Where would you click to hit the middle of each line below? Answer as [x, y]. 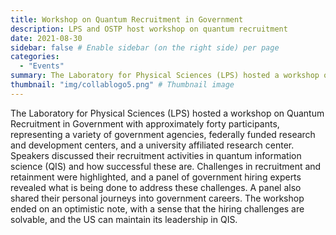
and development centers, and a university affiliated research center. [152, 145]
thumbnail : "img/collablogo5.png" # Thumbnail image [122, 85]
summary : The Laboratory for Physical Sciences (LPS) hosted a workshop [165, 76]
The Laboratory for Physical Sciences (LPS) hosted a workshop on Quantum [167, 113]
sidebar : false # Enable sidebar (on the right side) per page [145, 47]
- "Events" [42, 66]
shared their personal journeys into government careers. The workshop [157, 198]
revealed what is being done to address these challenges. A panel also [156, 187]
